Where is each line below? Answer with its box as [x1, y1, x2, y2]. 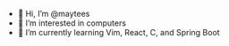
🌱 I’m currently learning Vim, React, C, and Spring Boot [17, 27, 221, 37]
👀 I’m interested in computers [17, 18, 127, 28]
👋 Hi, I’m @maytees [17, 9, 90, 19]
